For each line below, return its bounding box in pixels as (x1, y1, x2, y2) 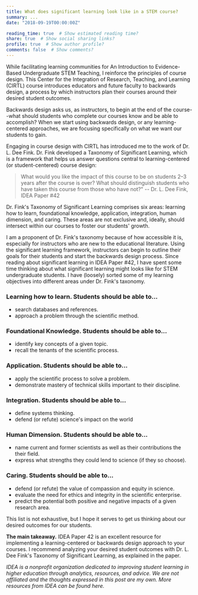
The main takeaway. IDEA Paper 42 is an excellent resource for (6, 533, 161, 540)
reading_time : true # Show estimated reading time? (6, 30, 139, 36)
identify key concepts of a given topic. (14, 340, 108, 348)
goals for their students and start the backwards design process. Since (6, 252, 179, 259)
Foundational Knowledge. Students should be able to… (6, 327, 167, 335)
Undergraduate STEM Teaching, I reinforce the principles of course (22, 69, 187, 76)
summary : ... (6, 14, 38, 20)
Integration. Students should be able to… (6, 396, 126, 404)
